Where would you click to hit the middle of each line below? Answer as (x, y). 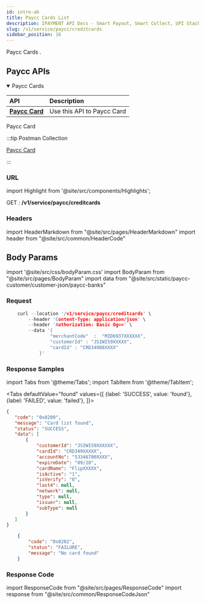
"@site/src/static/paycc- (160, 279)
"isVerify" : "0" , (58, 480)
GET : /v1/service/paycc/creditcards (53, 203)
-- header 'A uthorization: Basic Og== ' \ (80, 325)
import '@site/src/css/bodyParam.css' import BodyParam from (85, 272)
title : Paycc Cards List (38, 18)
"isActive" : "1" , (58, 474)
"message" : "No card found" (64, 553)
